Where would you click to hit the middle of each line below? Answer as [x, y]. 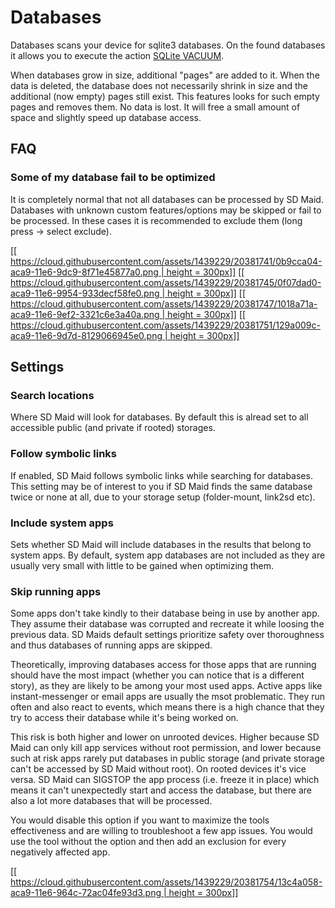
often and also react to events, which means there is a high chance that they [167, 707]
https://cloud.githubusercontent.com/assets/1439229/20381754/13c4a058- [166, 882]
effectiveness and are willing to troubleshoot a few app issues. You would [161, 831]
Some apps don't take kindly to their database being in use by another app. [165, 613]
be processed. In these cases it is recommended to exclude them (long [156, 220]
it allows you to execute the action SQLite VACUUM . [117, 55]
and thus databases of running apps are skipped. [111, 645]
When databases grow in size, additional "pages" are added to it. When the [165, 75]
